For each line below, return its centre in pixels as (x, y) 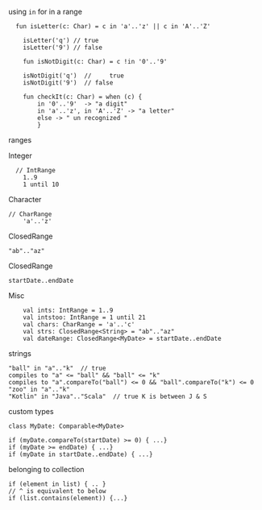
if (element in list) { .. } (57, 484)
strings (20, 353)
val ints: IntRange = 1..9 (68, 310)
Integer (20, 155)
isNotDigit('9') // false (68, 83)
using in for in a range (46, 12)
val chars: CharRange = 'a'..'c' (79, 325)
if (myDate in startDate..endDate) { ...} (81, 454)
